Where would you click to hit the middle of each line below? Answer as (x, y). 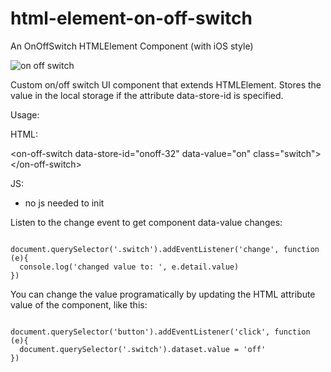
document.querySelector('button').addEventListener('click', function (160, 332)
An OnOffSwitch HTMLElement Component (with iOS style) (132, 46)
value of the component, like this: (79, 304)
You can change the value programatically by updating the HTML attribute (163, 294)
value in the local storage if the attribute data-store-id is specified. (147, 95)
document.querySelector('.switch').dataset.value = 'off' (143, 349)
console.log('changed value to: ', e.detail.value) (129, 267)
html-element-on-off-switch (131, 18)
